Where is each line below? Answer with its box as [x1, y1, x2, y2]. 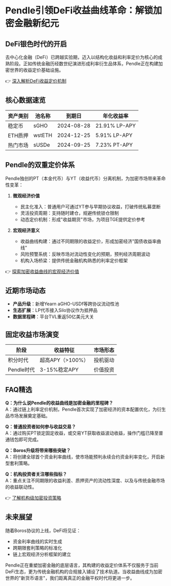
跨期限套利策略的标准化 [12, 544, 62, 551]
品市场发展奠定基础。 [5, 413, 50, 419]
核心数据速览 [5, 96, 46, 105]
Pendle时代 [8, 366, 35, 374]
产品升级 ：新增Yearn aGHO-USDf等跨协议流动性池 [12, 301, 119, 307]
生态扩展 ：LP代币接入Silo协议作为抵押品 [12, 307, 98, 314]
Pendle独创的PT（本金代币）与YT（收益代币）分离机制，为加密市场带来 [5, 175, 157, 181]
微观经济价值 [12, 192, 40, 199]
